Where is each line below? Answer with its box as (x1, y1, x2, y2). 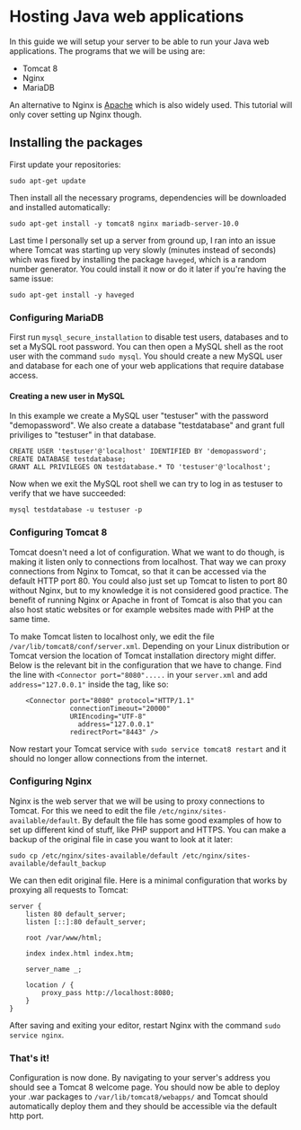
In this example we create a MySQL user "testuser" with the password (9, 411, 270, 422)
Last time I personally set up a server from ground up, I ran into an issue (9, 235, 276, 245)
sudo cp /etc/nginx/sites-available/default (9, 851, 179, 860)
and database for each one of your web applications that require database (9, 360, 285, 371)
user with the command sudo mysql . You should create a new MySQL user (9, 351, 283, 361)
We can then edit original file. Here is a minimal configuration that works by (9, 875, 288, 885)
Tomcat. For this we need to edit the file (9, 805, 156, 815)
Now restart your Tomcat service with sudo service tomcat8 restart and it (9, 743, 287, 754)
